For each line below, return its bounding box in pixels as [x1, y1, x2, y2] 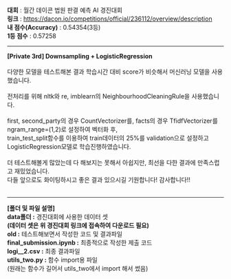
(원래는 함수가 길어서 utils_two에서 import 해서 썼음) [7, 265, 148, 272]
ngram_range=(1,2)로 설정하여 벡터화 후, [7, 125, 118, 133]
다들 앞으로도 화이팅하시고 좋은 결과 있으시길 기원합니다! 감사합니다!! [7, 176, 191, 184]
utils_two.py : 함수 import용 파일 [7, 256, 98, 264]
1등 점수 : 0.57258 [7, 32, 56, 40]
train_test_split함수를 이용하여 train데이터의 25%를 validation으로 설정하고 [7, 134, 210, 142]
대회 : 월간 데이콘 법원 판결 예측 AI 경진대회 [7, 6, 122, 14]
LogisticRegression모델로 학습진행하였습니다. [7, 143, 131, 150]
